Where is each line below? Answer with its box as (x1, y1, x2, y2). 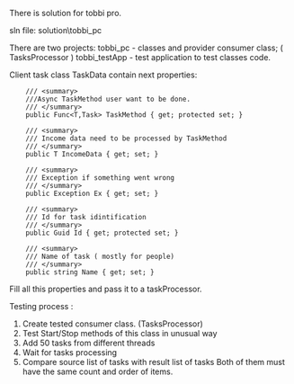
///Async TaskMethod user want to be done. (25, 94, 192, 103)
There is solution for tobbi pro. (9, 8, 122, 18)
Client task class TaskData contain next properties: (9, 69, 198, 80)
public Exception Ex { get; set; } (25, 189, 159, 198)
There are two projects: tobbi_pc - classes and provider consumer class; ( (9, 42, 283, 53)
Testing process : (9, 301, 74, 311)
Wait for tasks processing (22, 347, 118, 358)
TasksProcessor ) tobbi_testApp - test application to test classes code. (9, 52, 272, 62)
